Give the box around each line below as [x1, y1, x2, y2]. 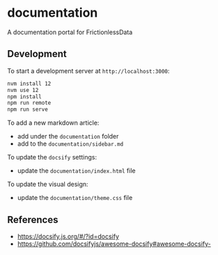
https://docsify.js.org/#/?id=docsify [17, 232, 120, 240]
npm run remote [7, 100, 52, 107]
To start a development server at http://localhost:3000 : [7, 66, 170, 75]
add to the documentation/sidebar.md [17, 139, 124, 148]
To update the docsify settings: [7, 153, 98, 162]
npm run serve [7, 106, 49, 113]
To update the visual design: [7, 180, 88, 189]
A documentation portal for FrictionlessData [7, 28, 133, 36]
